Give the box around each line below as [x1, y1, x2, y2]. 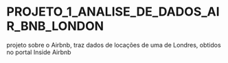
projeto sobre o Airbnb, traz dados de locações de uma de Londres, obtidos [6, 41, 221, 49]
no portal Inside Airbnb [6, 48, 71, 56]
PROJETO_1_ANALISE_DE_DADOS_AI [6, 4, 220, 20]
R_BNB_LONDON [6, 18, 104, 34]
